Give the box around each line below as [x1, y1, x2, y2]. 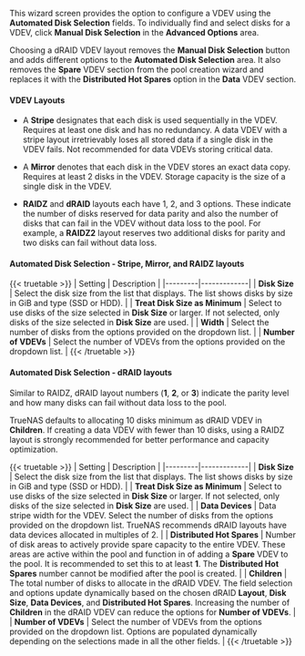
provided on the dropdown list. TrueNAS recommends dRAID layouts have [9, 519, 287, 530]
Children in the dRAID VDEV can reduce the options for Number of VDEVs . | [9, 606, 297, 618]
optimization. [9, 444, 58, 455]
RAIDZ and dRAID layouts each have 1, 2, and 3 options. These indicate [22, 199, 291, 210]
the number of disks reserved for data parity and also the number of [22, 209, 280, 220]
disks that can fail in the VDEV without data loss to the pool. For [22, 218, 261, 229]
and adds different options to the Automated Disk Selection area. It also [9, 55, 281, 65]
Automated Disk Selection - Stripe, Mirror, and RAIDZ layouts [9, 258, 245, 269]
